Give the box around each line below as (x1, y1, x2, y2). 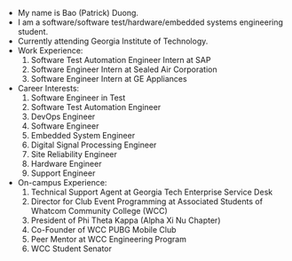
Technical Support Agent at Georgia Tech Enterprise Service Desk (30, 186, 273, 197)
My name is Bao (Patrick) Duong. (17, 8, 139, 18)
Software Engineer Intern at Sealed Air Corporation (30, 64, 217, 75)
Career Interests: (17, 83, 80, 93)
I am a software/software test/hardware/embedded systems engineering (17, 17, 284, 28)
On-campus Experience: (17, 178, 107, 187)
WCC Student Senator (30, 243, 113, 254)
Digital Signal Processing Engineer (30, 139, 157, 150)
